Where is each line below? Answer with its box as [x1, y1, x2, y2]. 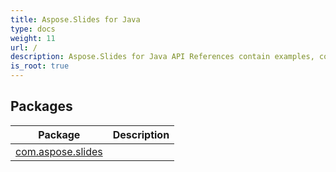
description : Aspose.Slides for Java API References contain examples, [10, 52, 315, 62]
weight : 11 [10, 33, 56, 43]
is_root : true [10, 61, 70, 71]
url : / [10, 42, 38, 53]
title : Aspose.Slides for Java [10, 14, 141, 25]
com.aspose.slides [15, 144, 103, 158]
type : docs [10, 24, 56, 34]
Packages [10, 98, 73, 115]
